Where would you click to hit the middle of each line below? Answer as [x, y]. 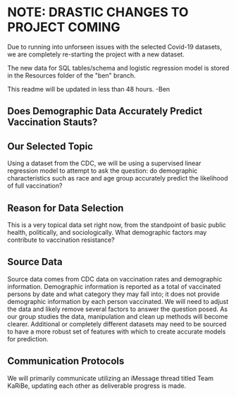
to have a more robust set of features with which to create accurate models [117, 331]
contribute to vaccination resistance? [61, 240]
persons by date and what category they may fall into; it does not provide [113, 294]
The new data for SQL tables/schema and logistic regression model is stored [118, 68]
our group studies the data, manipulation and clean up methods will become [118, 316]
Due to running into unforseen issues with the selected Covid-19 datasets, [114, 47]
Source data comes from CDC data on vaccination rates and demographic [115, 279]
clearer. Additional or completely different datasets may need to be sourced [117, 324]
